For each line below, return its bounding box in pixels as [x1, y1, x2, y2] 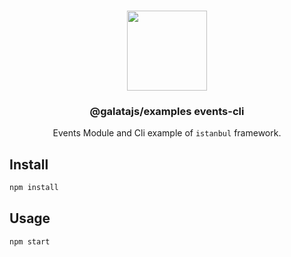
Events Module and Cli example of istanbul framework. [52, 127, 282, 139]
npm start [9, 236, 51, 247]
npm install [9, 183, 59, 193]
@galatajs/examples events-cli [89, 104, 245, 118]
